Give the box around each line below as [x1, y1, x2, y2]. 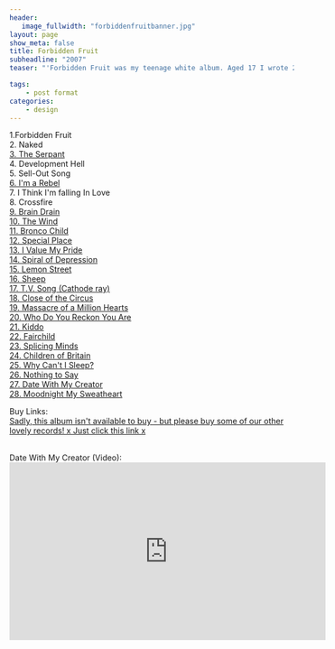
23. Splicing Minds [9, 340, 79, 352]
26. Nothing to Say [9, 369, 79, 380]
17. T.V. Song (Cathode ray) [9, 283, 110, 294]
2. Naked [9, 139, 43, 150]
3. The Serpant [9, 149, 65, 160]
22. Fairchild [9, 331, 56, 342]
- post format [25, 88, 79, 97]
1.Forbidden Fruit [9, 130, 72, 141]
